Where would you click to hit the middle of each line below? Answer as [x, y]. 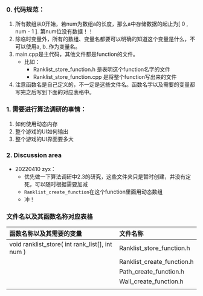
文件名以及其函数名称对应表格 [50, 217]
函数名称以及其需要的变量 [46, 234]
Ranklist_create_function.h [156, 262]
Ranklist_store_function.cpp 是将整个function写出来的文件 [105, 77]
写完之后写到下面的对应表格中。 [55, 92]
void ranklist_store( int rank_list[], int [61, 244]
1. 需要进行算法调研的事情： [47, 109]
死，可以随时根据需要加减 [56, 184]
